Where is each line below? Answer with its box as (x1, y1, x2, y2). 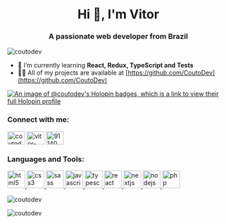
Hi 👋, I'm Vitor (77, 6, 160, 23)
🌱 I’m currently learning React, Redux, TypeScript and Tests (17, 61, 194, 70)
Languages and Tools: (7, 154, 84, 164)
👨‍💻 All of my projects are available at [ (17, 68, 128, 77)
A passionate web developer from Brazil (48, 32, 189, 42)
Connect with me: (7, 115, 70, 125)
